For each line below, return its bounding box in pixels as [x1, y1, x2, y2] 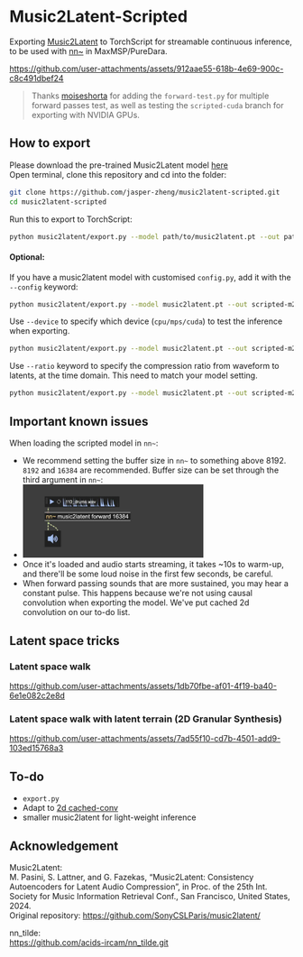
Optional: [9, 251, 45, 262]
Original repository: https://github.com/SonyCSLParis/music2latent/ [9, 910, 262, 921]
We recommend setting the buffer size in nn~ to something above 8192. [22, 455, 287, 466]
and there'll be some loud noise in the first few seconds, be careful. [22, 568, 273, 579]
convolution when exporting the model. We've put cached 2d [22, 597, 250, 608]
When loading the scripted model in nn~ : [9, 437, 159, 448]
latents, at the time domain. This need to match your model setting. [9, 370, 259, 381]
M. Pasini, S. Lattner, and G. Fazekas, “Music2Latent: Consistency [9, 872, 254, 883]
